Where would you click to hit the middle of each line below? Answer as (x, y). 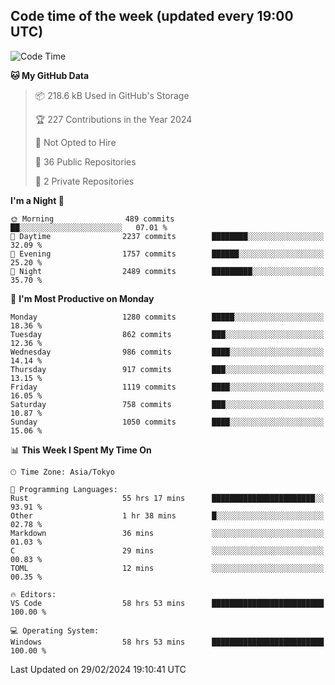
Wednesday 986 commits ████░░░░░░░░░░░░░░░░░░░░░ (167, 352)
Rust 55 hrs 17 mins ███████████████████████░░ (167, 498)
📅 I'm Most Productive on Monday (82, 298)
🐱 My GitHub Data (50, 75)
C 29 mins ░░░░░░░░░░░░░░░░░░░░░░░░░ (167, 550)
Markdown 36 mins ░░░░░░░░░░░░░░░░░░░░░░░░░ (167, 533)
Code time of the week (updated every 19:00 (152, 16)
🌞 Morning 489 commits (92, 219)
